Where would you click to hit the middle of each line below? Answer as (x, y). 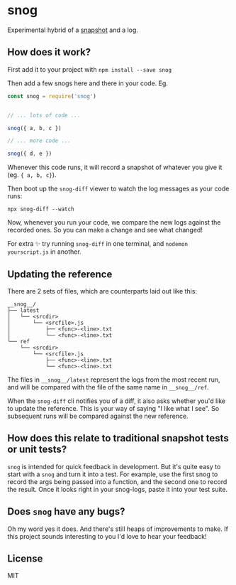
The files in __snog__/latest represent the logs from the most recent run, (114, 380)
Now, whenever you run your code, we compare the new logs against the (114, 222)
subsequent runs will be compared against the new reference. (98, 416)
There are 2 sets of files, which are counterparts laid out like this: (102, 291)
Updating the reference (60, 274)
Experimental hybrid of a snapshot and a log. (73, 30)
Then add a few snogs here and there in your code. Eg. (88, 83)
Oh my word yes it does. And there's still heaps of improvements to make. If (118, 529)
